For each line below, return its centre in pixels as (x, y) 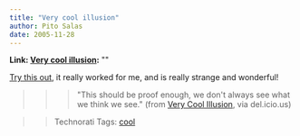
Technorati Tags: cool (95, 122)
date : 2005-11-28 (42, 34)
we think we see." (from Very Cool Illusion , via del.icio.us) (184, 104)
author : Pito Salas (46, 26)
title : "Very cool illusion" (64, 18)
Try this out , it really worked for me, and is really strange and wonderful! (144, 77)
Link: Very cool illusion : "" (59, 60)
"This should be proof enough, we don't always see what (183, 95)
